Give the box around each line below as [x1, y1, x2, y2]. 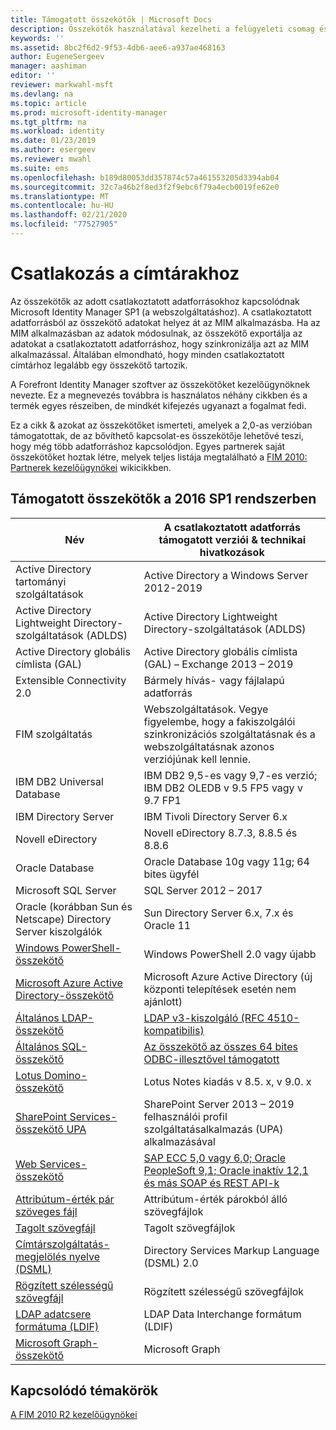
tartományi [15, 574, 67, 588]
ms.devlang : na [10, 89, 74, 99]
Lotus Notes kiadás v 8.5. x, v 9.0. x [143, 1074, 312, 1088]
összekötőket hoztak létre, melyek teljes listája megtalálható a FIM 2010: [10, 451, 308, 463]
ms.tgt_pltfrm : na [10, 117, 87, 127]
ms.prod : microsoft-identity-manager [10, 107, 168, 118]
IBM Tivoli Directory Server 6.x [143, 809, 288, 823]
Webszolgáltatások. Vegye [143, 702, 269, 716]
